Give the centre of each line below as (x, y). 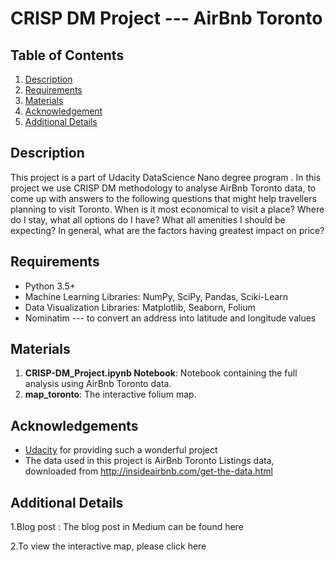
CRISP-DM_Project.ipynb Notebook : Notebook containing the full (161, 373)
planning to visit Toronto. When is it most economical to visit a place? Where (167, 209)
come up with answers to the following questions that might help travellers (163, 198)
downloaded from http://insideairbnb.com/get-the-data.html (148, 471)
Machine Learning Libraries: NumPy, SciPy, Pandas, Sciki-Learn (156, 296)
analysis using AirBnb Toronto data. (98, 384)
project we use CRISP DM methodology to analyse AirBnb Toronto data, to (163, 188)
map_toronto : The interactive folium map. (110, 394)
